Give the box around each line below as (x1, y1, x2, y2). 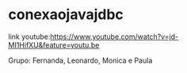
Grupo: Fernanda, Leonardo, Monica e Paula (8, 56, 153, 65)
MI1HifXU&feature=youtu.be (8, 40, 100, 49)
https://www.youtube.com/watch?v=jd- (50, 32, 179, 41)
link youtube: (8, 32, 51, 41)
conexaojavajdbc (8, 6, 124, 24)
